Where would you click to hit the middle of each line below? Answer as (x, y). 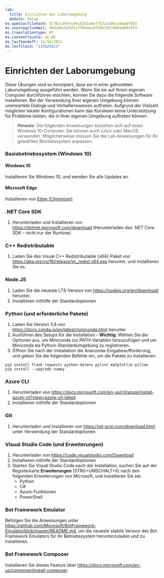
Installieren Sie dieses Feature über (41, 565)
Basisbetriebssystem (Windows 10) (48, 154)
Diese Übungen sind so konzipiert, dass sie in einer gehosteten (69, 84)
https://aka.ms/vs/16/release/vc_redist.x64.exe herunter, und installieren (85, 261)
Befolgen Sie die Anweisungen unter (42, 520)
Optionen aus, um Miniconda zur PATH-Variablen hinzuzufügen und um (84, 340)
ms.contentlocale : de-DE (30, 37)
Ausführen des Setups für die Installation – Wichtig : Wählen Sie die (80, 335)
